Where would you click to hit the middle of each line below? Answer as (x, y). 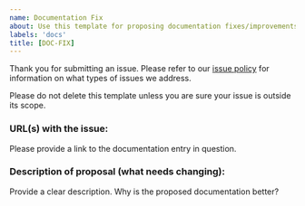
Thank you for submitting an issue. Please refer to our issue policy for (139, 69)
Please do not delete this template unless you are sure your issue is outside (150, 96)
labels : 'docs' (38, 34)
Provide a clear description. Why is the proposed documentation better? (144, 192)
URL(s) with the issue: (59, 129)
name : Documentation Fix (56, 18)
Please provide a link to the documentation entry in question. (123, 148)
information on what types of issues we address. (101, 79)
